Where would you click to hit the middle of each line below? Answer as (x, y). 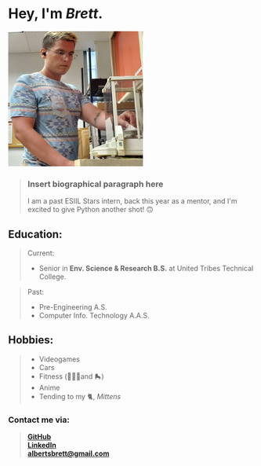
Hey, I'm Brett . (56, 14)
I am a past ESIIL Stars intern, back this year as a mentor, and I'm (132, 201)
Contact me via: (39, 420)
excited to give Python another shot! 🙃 (91, 210)
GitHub (39, 437)
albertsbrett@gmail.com (68, 453)
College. (53, 277)
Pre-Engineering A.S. (73, 307)
